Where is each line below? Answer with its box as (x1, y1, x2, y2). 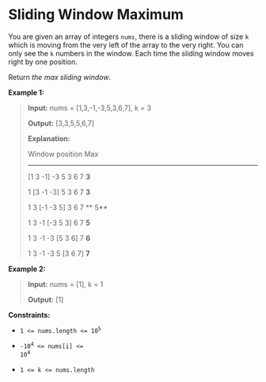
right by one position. (8, 57, 78, 67)
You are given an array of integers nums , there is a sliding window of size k (8, 32, 249, 41)
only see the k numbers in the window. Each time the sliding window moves (8, 48, 255, 58)
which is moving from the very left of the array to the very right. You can (8, 40, 244, 49)
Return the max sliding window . (8, 72, 112, 82)
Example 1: (8, 87, 45, 97)
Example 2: (8, 264, 46, 273)
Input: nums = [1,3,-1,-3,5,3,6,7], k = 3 (27, 103, 152, 113)
